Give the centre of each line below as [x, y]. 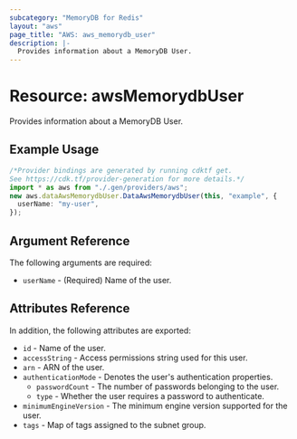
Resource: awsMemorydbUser [127, 96]
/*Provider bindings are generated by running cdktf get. [121, 170]
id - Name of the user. [64, 348]
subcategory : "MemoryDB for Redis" [77, 18]
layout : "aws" [36, 26]
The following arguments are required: [81, 262]
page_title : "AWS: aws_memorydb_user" [82, 34]
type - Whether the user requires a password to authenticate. [150, 396]
